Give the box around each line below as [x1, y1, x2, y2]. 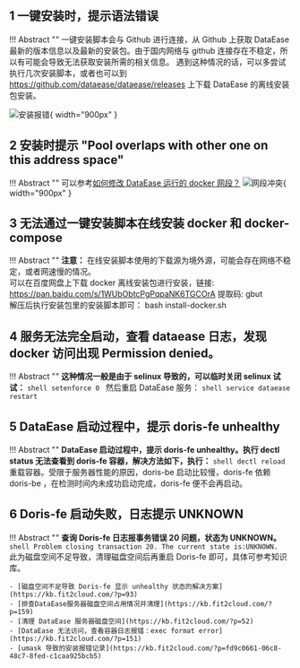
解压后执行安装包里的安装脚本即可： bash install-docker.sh [9, 299, 227, 311]
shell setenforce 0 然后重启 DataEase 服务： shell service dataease [26, 382, 291, 393]
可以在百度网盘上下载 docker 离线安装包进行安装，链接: [9, 277, 215, 289]
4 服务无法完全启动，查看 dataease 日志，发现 [9, 328, 267, 343]
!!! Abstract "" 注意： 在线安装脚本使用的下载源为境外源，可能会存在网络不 [9, 255, 284, 266]
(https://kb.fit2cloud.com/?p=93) [9, 590, 139, 599]
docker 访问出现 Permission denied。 [9, 345, 221, 360]
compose [9, 230, 63, 246]
